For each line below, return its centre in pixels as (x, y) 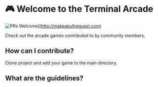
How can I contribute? (40, 51)
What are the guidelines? (44, 78)
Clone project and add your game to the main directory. (61, 63)
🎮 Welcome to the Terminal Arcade (79, 9)
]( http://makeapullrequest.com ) (70, 26)
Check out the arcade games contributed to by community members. (75, 35)
